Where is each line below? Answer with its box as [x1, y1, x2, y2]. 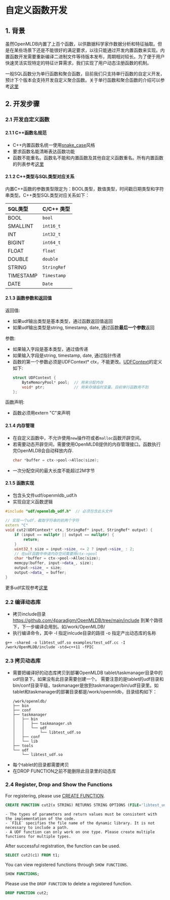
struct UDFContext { [12, 375, 56, 380]
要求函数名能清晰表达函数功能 [12, 148, 75, 154]
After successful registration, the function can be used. [5, 843, 120, 849]
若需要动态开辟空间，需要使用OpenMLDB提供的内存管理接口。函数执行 [12, 441, 161, 447]
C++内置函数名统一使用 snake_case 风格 [12, 142, 95, 148]
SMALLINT [8, 222, 34, 229]
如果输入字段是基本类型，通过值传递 [12, 346, 89, 352]
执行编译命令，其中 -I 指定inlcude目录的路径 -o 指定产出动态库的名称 [12, 630, 156, 636]
